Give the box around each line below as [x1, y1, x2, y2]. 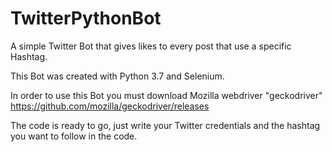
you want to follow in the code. [10, 130, 138, 142]
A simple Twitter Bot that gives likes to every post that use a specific [10, 40, 292, 52]
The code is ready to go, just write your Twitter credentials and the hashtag [10, 119, 321, 131]
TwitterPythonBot [10, 7, 162, 30]
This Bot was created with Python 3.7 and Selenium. [10, 70, 225, 82]
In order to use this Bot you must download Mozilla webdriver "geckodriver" [10, 89, 323, 101]
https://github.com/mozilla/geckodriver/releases [10, 100, 210, 112]
